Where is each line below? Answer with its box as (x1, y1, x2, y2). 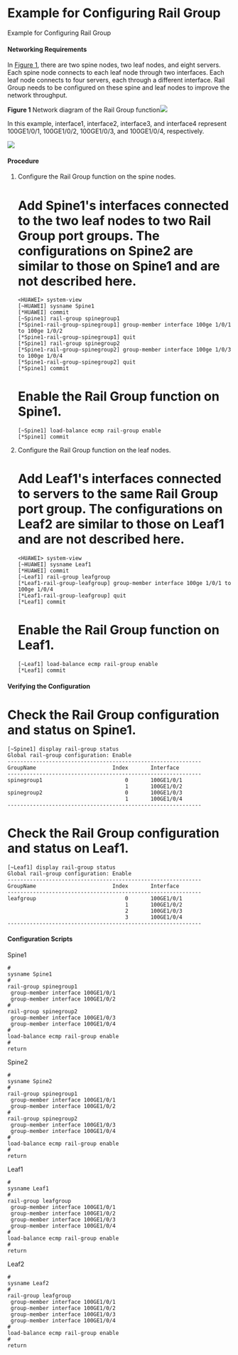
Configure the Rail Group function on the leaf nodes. (17, 446, 171, 455)
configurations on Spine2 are (17, 243, 193, 259)
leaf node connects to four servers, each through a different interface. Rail (7, 76, 225, 85)
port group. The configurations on (17, 501, 223, 517)
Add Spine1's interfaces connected (17, 197, 229, 213)
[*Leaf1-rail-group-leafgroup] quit (17, 592, 126, 599)
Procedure (7, 157, 39, 165)
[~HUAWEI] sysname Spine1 (17, 302, 94, 310)
